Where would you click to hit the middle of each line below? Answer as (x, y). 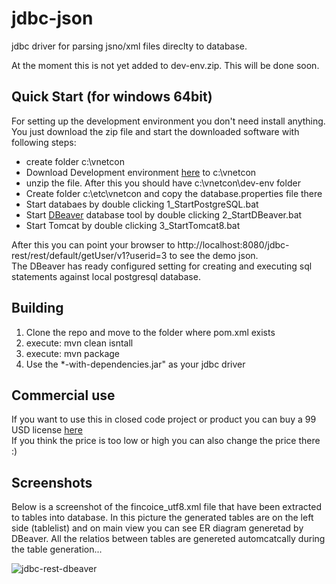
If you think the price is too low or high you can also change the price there (166, 441)
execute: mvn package (72, 353)
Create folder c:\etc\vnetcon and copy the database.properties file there (174, 193)
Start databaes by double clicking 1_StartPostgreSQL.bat (142, 204)
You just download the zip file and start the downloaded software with (155, 131)
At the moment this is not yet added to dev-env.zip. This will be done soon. (165, 65)
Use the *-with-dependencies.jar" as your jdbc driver (135, 364)
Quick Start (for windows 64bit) (112, 97)
